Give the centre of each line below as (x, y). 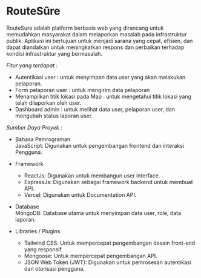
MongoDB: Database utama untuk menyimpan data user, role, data (98, 213)
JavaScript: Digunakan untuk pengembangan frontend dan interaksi (100, 145)
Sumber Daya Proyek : (34, 127)
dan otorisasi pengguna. (54, 268)
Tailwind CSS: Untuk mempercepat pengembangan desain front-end (110, 243)
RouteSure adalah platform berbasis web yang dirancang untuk (85, 28)
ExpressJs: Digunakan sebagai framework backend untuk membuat (108, 182)
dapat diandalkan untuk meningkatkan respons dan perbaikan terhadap (95, 47)
